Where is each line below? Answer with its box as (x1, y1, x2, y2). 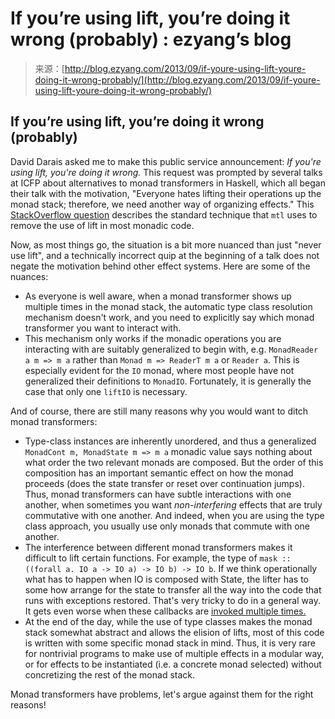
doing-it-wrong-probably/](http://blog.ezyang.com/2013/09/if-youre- (34, 73, 321, 86)
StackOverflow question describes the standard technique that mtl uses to (10, 208, 318, 221)
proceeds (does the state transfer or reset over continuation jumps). (24, 477, 305, 489)
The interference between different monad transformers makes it (24, 541, 293, 553)
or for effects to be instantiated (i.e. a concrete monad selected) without (24, 658, 322, 670)
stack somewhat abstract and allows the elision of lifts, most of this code (24, 626, 325, 638)
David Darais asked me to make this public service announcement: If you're (10, 155, 322, 167)
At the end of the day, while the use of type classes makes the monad (24, 615, 313, 627)
